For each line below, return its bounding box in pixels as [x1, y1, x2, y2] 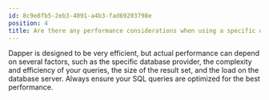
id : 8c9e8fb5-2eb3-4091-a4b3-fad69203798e [8, 11, 152, 20]
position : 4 [8, 19, 48, 27]
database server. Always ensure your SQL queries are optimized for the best [8, 74, 260, 84]
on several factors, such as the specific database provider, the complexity [8, 57, 252, 66]
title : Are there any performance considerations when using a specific [8, 26, 256, 34]
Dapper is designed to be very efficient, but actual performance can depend [8, 49, 260, 58]
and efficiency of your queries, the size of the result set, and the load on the [8, 66, 259, 75]
